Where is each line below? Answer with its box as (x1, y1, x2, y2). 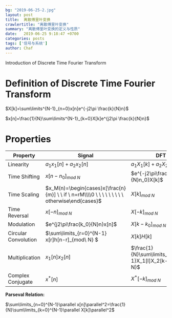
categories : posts (5, 36, 45, 41)
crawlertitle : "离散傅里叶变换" (5, 22, 69, 27)
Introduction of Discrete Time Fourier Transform (5, 59, 106, 66)
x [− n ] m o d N (45, 208, 72, 217)
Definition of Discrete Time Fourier (5, 77, 156, 89)
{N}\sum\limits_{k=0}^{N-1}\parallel (5, 307, 80, 313)
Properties (5, 133, 51, 145)
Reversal (8, 212, 29, 219)
